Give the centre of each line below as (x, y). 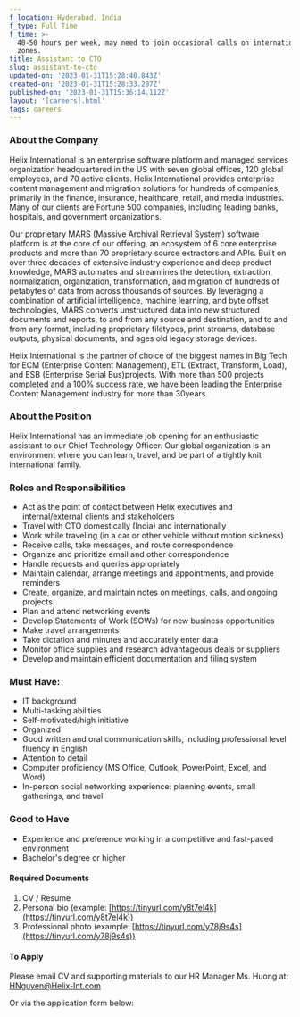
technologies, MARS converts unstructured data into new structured (135, 310)
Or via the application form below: (71, 1003)
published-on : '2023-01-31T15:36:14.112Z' (89, 92)
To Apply (26, 956)
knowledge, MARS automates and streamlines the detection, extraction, (141, 271)
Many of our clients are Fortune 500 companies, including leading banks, (144, 207)
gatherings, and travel (62, 796)
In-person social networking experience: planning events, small (139, 787)
